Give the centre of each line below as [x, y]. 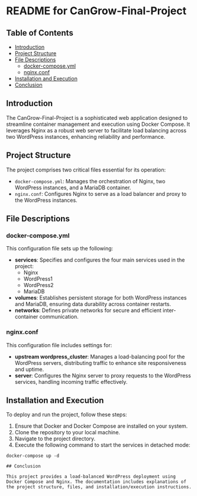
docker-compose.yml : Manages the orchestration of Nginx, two [90, 181]
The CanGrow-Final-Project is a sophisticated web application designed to [97, 117]
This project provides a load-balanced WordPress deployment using [91, 477]
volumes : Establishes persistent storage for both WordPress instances [101, 298]
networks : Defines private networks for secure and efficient [88, 310]
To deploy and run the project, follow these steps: [67, 415]
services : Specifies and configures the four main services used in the [100, 260]
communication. [59, 317]
